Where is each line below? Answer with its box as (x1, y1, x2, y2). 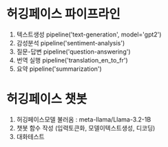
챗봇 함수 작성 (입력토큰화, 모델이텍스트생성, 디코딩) (16, 124, 156, 132)
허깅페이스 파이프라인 (6, 6, 121, 22)
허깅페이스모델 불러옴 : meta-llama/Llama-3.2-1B (16, 115, 151, 124)
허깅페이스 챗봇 (6, 91, 87, 107)
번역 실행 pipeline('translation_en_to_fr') (16, 56, 128, 64)
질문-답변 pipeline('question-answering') (16, 47, 132, 56)
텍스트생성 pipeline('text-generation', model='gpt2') (16, 30, 162, 38)
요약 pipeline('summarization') (16, 65, 103, 73)
